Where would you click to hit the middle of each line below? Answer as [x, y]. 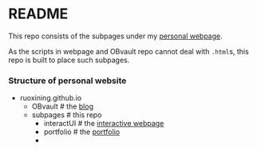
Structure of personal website [67, 81]
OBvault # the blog [63, 107]
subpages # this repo [67, 115]
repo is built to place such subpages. [69, 60]
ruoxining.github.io [51, 98]
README [38, 14]
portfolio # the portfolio [82, 132]
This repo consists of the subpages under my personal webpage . [116, 36]
